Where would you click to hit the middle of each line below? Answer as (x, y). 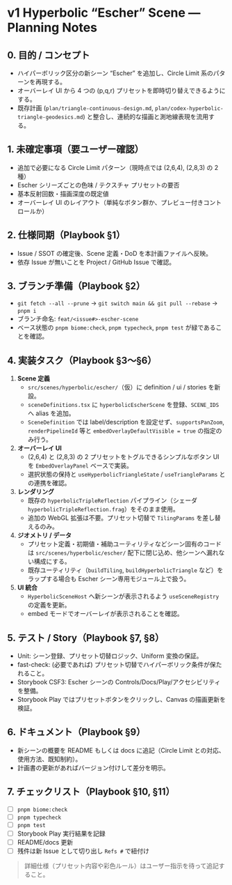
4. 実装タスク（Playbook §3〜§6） (82, 360)
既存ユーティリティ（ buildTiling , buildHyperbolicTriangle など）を (125, 570)
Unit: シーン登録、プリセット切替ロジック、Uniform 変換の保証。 (110, 656)
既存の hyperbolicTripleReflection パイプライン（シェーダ (113, 500)
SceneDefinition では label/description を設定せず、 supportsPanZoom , (126, 422)
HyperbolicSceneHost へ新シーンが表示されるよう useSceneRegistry (123, 597)
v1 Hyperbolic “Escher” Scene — (104, 13)
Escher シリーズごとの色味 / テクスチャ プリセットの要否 (98, 185)
